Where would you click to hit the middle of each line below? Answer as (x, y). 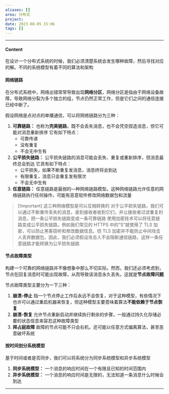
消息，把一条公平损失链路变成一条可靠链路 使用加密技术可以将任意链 (89, 218)
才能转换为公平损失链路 (55, 243)
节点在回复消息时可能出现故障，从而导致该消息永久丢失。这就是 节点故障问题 (84, 274)
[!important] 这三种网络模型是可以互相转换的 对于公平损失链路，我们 (88, 206)
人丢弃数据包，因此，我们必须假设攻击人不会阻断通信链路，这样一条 (88, 237)
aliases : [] (18, 10)
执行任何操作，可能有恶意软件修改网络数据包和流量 (79, 195)
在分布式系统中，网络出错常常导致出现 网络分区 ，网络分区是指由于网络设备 (82, 92)
